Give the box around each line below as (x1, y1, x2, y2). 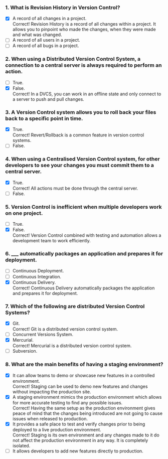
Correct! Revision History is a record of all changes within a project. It (12, 21, 156, 27)
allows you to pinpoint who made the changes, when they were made (12, 27, 156, 33)
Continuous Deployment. (12, 268, 64, 274)
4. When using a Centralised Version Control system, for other (5, 156, 160, 163)
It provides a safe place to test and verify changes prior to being (12, 421, 145, 427)
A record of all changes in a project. (12, 16, 87, 22)
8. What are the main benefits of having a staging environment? (5, 361, 163, 368)
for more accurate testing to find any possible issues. (12, 399, 123, 405)
